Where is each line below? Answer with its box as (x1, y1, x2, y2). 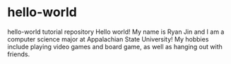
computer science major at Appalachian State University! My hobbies (7, 34, 209, 43)
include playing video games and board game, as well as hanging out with (7, 42, 223, 51)
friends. (7, 50, 30, 58)
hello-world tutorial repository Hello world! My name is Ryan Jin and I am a (7, 27, 225, 36)
